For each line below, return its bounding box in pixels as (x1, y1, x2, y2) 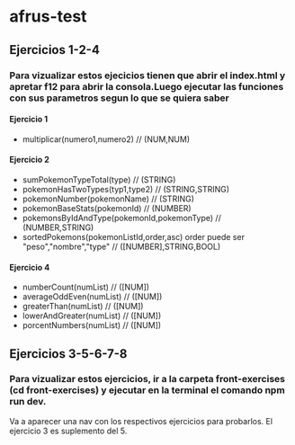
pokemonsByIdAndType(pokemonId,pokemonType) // (22, 212, 222, 223)
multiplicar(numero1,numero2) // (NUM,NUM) (22, 133, 191, 145)
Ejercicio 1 (9, 114, 48, 125)
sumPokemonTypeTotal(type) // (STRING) (22, 174, 176, 185)
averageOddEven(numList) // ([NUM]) (22, 291, 163, 302)
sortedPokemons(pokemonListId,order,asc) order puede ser (22, 231, 246, 242)
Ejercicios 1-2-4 (9, 42, 101, 58)
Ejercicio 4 (9, 262, 50, 272)
